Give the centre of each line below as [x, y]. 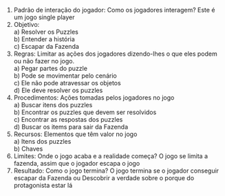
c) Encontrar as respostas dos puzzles [68, 119]
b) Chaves [28, 149]
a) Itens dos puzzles [42, 141]
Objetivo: [26, 24]
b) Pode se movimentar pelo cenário [65, 76]
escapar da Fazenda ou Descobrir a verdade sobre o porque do [104, 178]
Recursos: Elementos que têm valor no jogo [75, 134]
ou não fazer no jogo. [44, 61]
